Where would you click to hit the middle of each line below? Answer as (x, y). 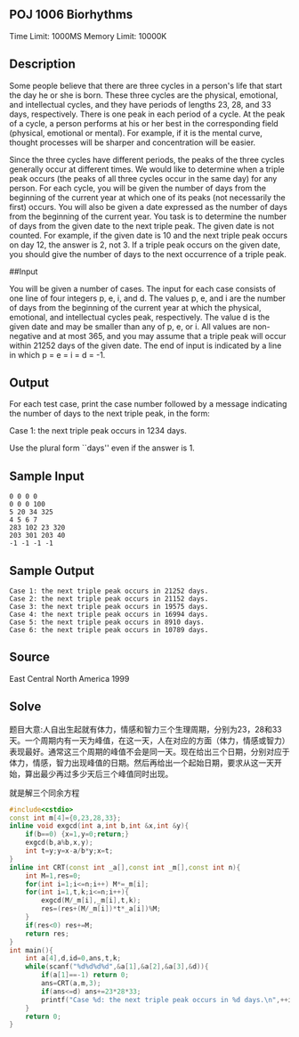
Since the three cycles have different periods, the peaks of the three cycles (147, 159)
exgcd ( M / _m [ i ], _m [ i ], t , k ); (91, 901)
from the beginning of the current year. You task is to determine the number (148, 216)
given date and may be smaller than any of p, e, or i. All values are (130, 326)
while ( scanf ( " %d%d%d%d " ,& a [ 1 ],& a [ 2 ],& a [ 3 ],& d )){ (117, 967)
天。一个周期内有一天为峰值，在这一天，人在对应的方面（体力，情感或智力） (149, 740)
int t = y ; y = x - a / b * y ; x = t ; (69, 851)
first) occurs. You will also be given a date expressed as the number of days (148, 207)
